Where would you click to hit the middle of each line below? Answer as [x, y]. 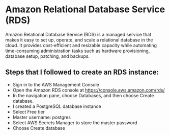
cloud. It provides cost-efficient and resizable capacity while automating [81, 45]
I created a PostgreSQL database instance [57, 106]
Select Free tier [29, 111]
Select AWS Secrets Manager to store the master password [75, 122]
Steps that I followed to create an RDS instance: [82, 72]
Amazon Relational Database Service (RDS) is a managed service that [78, 34]
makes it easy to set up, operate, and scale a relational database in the [79, 40]
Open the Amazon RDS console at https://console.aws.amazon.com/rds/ [89, 90]
